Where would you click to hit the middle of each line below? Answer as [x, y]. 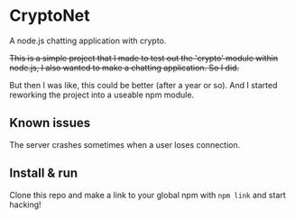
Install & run [44, 173]
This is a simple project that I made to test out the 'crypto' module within [143, 58]
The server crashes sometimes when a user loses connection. [125, 144]
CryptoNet [50, 16]
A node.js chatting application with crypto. [88, 41]
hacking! [26, 205]
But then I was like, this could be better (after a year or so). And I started [143, 85]
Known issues [50, 123]
